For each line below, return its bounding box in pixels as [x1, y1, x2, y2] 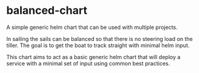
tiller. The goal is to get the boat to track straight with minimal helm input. [6, 42, 190, 49]
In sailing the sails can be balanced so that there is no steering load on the [6, 35, 194, 42]
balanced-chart [6, 4, 87, 17]
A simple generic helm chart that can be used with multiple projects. [6, 24, 178, 31]
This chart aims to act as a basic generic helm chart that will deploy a [6, 53, 181, 60]
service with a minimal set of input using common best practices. [6, 60, 170, 67]
